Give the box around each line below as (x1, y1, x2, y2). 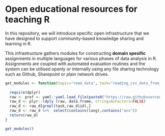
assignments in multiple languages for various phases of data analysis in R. (5, 55, 157, 61)
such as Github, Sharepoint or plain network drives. (5, 71, 109, 77)
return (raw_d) (9, 113, 38, 118)
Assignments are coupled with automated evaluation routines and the (5, 61, 146, 67)
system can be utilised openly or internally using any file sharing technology (5, 66, 159, 72)
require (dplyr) (9, 90, 41, 95)
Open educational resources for (5, 3, 137, 15)
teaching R (5, 14, 50, 25)
